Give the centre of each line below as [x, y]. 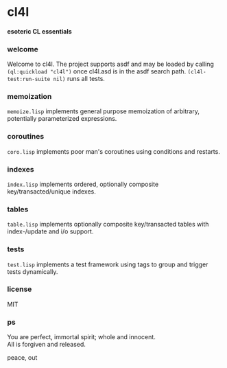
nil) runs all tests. [79, 79]
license [20, 289]
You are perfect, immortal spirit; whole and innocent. [81, 337]
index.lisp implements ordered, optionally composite [83, 184]
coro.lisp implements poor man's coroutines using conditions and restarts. [114, 151]
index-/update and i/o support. [50, 231]
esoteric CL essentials [39, 31]
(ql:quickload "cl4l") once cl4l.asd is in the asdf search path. [97, 71]
